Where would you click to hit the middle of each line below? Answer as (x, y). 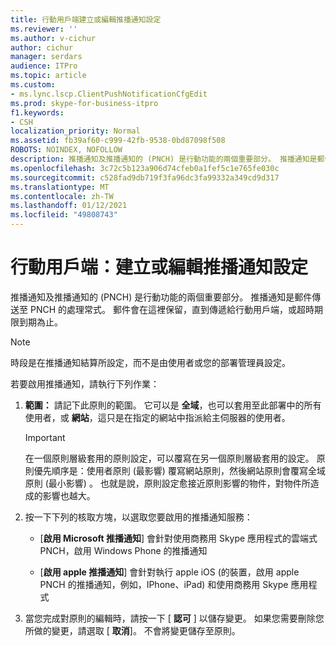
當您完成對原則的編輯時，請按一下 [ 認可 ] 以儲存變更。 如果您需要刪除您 (174, 618)
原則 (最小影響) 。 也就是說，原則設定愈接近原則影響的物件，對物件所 (167, 483)
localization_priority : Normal (75, 131)
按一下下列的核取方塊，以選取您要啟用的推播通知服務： (138, 517)
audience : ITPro (44, 66)
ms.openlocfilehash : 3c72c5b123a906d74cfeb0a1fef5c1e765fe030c (145, 168)
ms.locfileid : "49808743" (64, 215)
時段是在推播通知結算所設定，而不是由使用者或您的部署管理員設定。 (150, 362)
